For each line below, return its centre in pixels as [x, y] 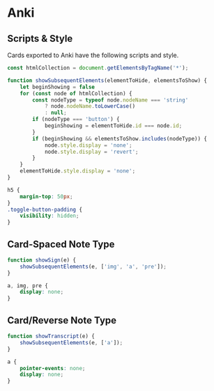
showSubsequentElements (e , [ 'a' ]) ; [71, 342]
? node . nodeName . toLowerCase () [90, 106]
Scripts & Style [40, 39]
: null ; [56, 113]
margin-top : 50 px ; [46, 196]
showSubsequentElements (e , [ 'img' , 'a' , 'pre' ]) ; [93, 266]
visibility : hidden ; [49, 216]
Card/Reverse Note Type [62, 320]
